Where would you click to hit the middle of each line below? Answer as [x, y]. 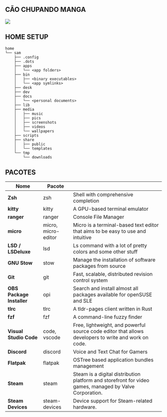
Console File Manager [98, 217]
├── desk [23, 87]
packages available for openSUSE [113, 295]
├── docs [23, 96]
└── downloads [38, 157]
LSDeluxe [19, 252]
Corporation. [88, 393]
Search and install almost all [105, 288]
